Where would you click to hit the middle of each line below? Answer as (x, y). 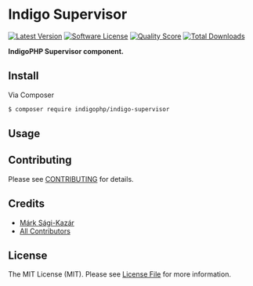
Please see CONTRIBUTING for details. (71, 179)
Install (23, 76)
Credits (27, 204)
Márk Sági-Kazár (47, 223)
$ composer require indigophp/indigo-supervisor (89, 109)
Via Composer (31, 95)
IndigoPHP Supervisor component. (66, 51)
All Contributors (45, 231)
